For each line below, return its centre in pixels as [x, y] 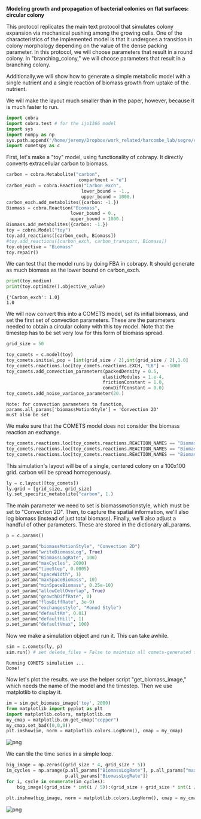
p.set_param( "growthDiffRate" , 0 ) [49, 596]
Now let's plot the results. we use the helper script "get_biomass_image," [96, 679]
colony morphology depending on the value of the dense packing [87, 45]
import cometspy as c [33, 146]
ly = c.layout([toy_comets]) [42, 483]
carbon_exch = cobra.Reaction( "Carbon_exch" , [64, 185]
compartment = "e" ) [103, 180]
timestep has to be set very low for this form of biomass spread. [85, 333]
